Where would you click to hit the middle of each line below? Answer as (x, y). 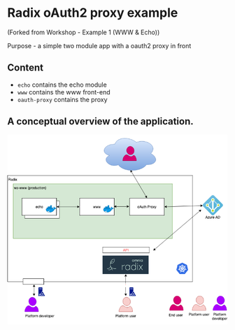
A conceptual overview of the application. (100, 121)
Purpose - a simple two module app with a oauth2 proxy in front (99, 45)
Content (26, 68)
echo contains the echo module (62, 85)
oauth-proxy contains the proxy (62, 99)
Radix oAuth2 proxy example (93, 13)
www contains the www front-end (64, 92)
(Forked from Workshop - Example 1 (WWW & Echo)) (84, 32)
